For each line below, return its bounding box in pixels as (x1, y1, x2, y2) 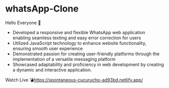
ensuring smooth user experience (12, 45, 83, 51)
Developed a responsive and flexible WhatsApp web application (12, 29, 145, 35)
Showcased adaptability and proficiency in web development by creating (12, 61, 164, 67)
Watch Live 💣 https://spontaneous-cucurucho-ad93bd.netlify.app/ (5, 76, 143, 83)
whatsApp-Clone (5, 3, 79, 15)
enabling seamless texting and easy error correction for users (12, 35, 141, 41)
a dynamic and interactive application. (12, 66, 92, 73)
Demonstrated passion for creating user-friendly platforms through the (12, 51, 160, 57)
